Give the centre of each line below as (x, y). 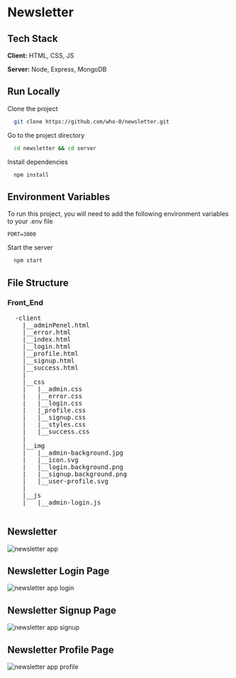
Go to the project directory (46, 135)
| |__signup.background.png (75, 474)
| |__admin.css (52, 389)
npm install (32, 174)
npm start (28, 261)
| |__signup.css (54, 417)
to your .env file (30, 221)
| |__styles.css (54, 424)
